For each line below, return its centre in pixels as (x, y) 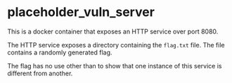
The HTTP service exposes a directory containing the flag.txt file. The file (116, 45)
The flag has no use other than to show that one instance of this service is (115, 66)
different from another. (40, 73)
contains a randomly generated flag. (60, 52)
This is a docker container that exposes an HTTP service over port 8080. (113, 31)
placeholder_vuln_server (81, 12)
